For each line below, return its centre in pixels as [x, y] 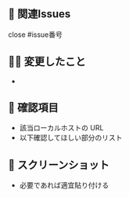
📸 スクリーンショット [59, 164]
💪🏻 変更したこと [47, 62]
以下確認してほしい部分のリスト [71, 138]
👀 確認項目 [33, 108]
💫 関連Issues [39, 14]
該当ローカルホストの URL [61, 128]
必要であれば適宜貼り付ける [64, 185]
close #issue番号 [35, 35]
